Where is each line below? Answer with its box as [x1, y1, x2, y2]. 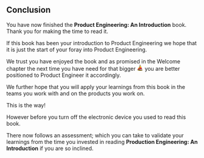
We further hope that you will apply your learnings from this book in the [6, 83, 186, 90]
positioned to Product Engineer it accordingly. [6, 71, 121, 79]
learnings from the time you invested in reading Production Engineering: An [6, 138, 198, 145]
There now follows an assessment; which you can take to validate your [6, 131, 184, 139]
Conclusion [6, 5, 51, 15]
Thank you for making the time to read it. [6, 27, 108, 35]
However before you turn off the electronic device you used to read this [6, 113, 186, 121]
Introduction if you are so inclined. [6, 145, 94, 152]
